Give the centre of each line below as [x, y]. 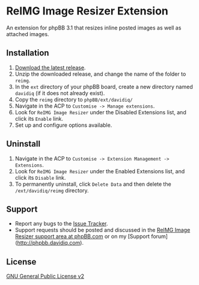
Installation [28, 53]
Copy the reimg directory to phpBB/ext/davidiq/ [74, 99]
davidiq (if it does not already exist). [60, 93]
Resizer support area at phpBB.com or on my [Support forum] [91, 236]
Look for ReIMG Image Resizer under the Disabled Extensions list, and [100, 112]
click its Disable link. [40, 177]
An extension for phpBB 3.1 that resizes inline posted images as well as [94, 28]
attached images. [28, 34]
